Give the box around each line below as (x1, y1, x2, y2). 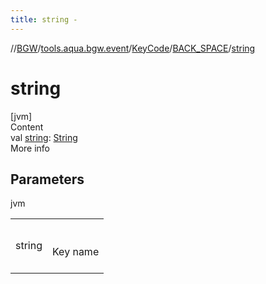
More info (10, 142, 51, 154)
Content (10, 121, 44, 133)
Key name (52, 245, 100, 259)
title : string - (10, 14, 78, 25)
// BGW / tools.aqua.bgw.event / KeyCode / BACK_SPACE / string (10, 42, 256, 54)
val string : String (10, 131, 78, 143)
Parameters (10, 171, 85, 188)
